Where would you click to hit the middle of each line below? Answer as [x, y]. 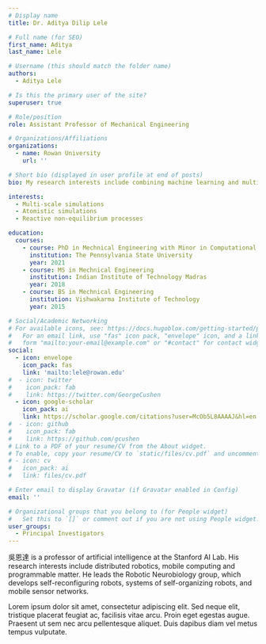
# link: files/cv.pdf [47, 476]
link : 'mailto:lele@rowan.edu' [74, 372]
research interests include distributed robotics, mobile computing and [122, 566]
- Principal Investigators [60, 534]
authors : [23, 74]
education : [26, 233]
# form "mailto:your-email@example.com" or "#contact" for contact [125, 343]
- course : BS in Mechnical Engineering [88, 292]
